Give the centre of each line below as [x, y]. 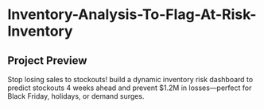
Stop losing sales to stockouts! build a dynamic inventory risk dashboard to [130, 79]
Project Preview [47, 60]
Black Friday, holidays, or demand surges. [76, 96]
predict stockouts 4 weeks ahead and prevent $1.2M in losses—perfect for [130, 88]
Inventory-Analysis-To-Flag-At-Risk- [132, 15]
